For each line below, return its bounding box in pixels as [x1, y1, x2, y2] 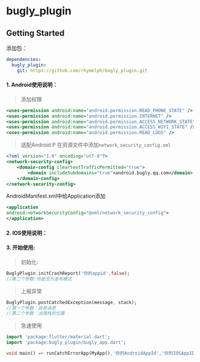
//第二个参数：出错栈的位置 [6, 311, 65, 317]
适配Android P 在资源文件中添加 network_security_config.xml [20, 142, 171, 149]
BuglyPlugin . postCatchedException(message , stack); [6, 299, 137, 305]
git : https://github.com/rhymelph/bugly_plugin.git [17, 68, 148, 73]
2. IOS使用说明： [6, 229, 48, 237]
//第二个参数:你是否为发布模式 [6, 276, 73, 282]
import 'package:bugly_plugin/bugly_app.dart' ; [6, 339, 127, 346]
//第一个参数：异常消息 [6, 305, 57, 311]
